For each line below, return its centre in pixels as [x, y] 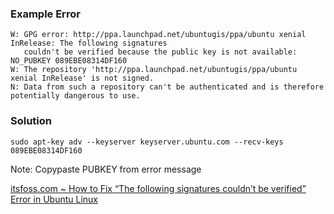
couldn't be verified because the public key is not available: [160, 52]
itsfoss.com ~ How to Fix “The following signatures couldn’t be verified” [158, 188]
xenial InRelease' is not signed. [82, 78]
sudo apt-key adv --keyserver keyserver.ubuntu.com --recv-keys [147, 142]
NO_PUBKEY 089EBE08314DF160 [69, 61]
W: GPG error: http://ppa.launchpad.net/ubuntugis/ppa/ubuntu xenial [158, 35]
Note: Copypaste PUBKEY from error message [106, 169]
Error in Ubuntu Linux [54, 199]
